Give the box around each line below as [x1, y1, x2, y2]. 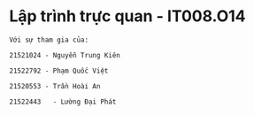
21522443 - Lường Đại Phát [9, 97, 117, 106]
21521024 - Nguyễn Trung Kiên [9, 50, 121, 59]
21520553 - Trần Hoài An [9, 81, 101, 90]
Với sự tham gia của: [9, 35, 89, 44]
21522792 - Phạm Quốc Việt [9, 66, 109, 75]
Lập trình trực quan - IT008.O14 [9, 6, 246, 27]
